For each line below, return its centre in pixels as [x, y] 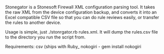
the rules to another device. [33, 22]
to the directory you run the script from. [45, 37]
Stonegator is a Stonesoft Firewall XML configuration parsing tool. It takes [80, 7]
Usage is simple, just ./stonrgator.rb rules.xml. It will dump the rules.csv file [82, 32]
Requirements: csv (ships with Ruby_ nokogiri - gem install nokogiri [73, 46]
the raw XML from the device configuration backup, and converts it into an [81, 12]
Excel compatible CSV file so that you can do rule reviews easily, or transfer [82, 17]
